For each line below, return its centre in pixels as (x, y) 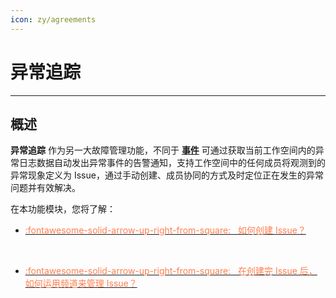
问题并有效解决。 (45, 188)
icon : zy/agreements (53, 19)
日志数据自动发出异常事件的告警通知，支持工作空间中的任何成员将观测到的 (172, 163)
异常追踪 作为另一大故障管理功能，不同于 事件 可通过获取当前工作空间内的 (163, 150)
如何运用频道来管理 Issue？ (81, 283)
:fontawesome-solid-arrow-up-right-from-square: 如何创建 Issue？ (165, 230)
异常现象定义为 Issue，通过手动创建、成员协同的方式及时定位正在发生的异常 (167, 175)
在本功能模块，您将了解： (63, 209)
